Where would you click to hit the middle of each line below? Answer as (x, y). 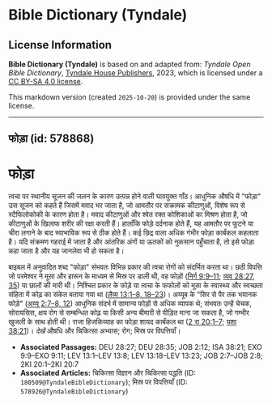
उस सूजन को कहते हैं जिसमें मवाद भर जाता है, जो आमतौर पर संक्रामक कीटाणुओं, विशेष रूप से (127, 206)
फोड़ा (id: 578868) (51, 139)
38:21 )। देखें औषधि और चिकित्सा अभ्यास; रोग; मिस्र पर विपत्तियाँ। (95, 331)
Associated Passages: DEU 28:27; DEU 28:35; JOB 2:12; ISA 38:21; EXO (141, 347)
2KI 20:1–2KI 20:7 (49, 364)
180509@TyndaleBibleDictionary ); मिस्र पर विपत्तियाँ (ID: (104, 382)
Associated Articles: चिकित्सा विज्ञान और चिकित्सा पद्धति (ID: (108, 373)
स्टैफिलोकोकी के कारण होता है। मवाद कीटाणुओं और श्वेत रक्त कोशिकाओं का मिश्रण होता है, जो (128, 215)
